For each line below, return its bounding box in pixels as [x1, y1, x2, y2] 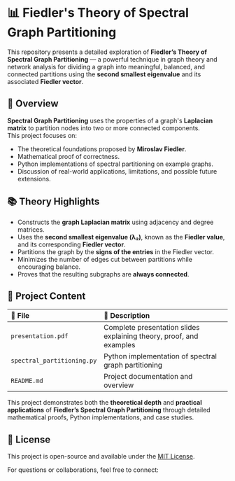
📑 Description [104, 311, 150, 321]
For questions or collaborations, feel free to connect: [7, 466, 159, 474]
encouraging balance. [17, 263, 81, 271]
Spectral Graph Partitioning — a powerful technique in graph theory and [7, 55, 218, 63]
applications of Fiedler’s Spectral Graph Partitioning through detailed [7, 406, 211, 414]
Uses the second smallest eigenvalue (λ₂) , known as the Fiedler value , [17, 232, 225, 241]
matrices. [17, 225, 45, 234]
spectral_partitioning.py [10, 357, 97, 365]
